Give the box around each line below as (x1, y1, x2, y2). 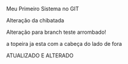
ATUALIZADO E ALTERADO (6, 52, 74, 59)
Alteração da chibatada (6, 17, 65, 24)
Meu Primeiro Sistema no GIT (6, 5, 80, 12)
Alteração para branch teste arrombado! (6, 28, 107, 36)
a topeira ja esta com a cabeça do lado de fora (6, 40, 123, 47)
